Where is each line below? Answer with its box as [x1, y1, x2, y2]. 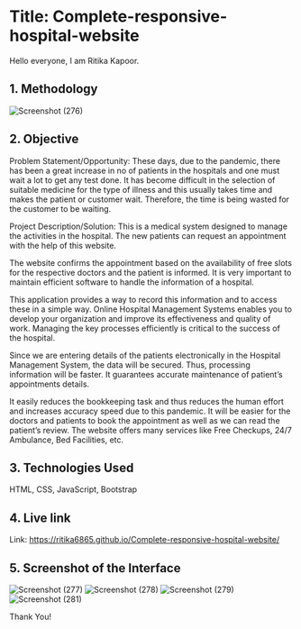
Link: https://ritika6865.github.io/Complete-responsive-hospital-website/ [9, 534, 280, 545]
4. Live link [9, 510, 71, 525]
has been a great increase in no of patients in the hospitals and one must [9, 165, 280, 176]
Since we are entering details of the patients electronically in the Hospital [9, 350, 281, 360]
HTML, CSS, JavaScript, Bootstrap [9, 484, 138, 495]
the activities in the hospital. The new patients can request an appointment [9, 230, 287, 241]
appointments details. [9, 378, 90, 389]
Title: [9, 6, 50, 27]
